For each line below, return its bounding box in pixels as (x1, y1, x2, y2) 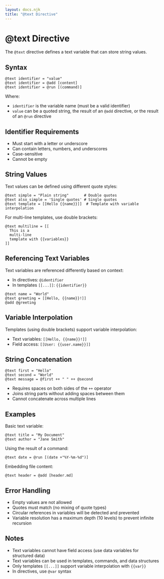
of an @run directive (12, 113, 51, 119)
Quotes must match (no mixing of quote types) (12, 504, 107, 510)
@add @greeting (5, 300, 36, 305)
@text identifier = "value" (5, 76, 63, 81)
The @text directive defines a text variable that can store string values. (5, 49, 147, 55)
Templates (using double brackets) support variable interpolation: (5, 327, 137, 332)
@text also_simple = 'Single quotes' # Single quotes (5, 197, 117, 202)
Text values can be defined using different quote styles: (5, 183, 117, 189)
